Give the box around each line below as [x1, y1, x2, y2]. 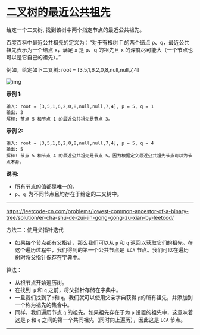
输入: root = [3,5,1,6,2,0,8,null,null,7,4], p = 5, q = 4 [6, 140, 154, 146]
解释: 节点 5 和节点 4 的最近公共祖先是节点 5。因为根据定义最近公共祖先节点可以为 [6, 153, 188, 159]
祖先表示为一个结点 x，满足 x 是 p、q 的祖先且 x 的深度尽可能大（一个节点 [6, 46, 188, 53]
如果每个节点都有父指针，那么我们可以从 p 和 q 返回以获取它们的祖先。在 [14, 239, 193, 246]
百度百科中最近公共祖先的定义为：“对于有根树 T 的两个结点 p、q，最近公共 [6, 39, 190, 46]
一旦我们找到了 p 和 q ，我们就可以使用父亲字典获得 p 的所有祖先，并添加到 [14, 293, 193, 301]
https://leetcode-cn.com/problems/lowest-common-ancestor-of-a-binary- [6, 207, 189, 214]
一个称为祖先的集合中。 [14, 301, 73, 308]
